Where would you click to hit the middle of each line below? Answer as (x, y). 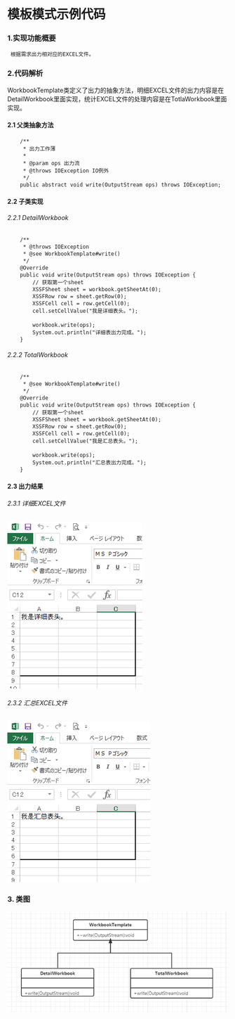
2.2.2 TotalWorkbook (38, 355)
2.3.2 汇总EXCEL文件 (38, 703)
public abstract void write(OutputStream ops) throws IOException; (120, 185)
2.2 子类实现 (25, 201)
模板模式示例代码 (57, 14)
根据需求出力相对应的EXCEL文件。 (52, 55)
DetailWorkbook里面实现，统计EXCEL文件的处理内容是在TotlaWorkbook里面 (117, 98)
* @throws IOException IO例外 (66, 171)
